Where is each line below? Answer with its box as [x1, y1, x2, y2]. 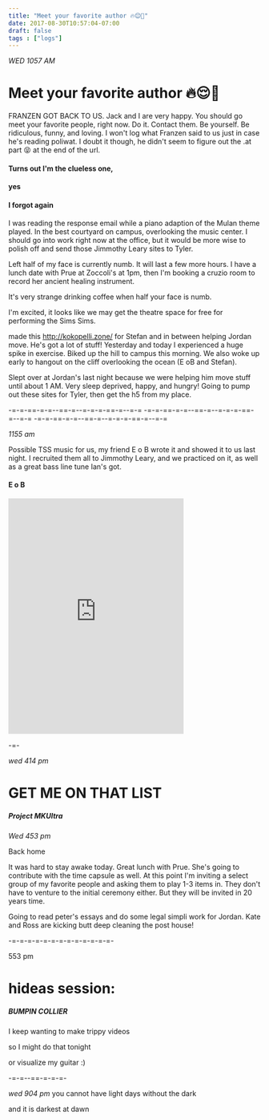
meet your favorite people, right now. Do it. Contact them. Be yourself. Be [8, 119, 250, 129]
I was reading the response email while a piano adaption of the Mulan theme [8, 218, 260, 228]
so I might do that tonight [8, 1042, 91, 1052]
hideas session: [8, 980, 116, 998]
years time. [8, 896, 46, 906]
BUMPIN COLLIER [8, 1006, 68, 1016]
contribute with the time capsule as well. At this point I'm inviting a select [8, 871, 249, 880]
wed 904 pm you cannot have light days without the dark [8, 1089, 197, 1098]
